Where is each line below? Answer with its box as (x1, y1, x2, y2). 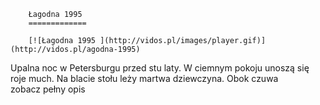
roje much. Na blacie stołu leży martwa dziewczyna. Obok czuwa (10, 73, 279, 84)
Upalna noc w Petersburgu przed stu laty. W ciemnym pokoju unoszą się (10, 62, 310, 74)
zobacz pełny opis (10, 83, 86, 95)
